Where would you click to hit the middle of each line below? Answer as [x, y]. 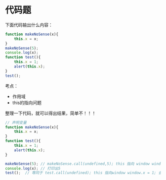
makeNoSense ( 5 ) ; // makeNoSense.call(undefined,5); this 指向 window [77, 164]
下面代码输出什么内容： [29, 25]
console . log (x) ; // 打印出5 [33, 168]
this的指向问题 [27, 103]
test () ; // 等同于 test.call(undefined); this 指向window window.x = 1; [81, 173]
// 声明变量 [16, 122]
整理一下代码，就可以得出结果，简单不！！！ [51, 113]
